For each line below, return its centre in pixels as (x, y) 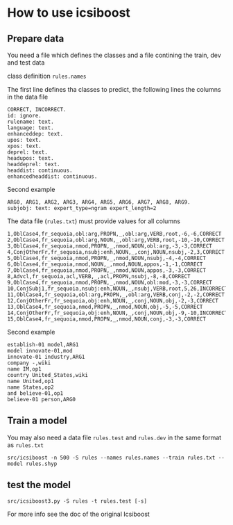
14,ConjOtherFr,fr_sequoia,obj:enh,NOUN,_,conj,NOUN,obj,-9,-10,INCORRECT (118, 313)
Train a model (37, 421)
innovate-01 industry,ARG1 (46, 357)
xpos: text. (24, 146)
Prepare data (36, 39)
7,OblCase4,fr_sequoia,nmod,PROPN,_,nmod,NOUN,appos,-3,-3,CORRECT (107, 270)
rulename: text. (31, 122)
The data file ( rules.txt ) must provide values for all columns (94, 221)
